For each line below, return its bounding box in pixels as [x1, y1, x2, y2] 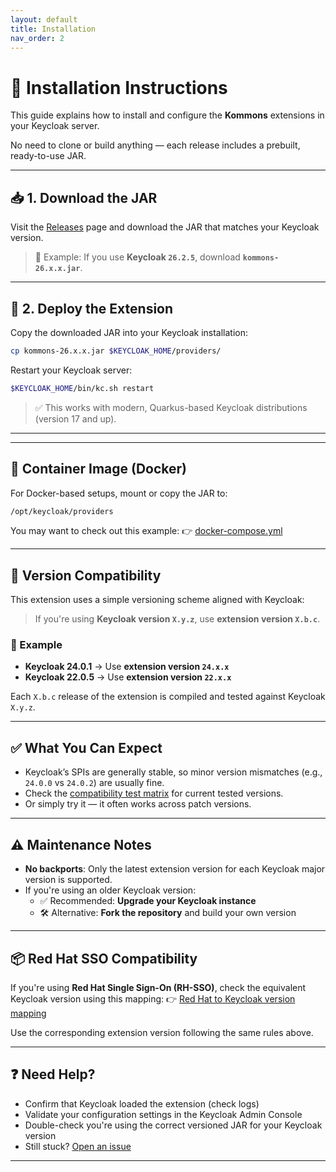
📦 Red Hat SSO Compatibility [10, 950, 198, 967]
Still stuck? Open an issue [24, 1140, 132, 1152]
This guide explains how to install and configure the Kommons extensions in [10, 109, 325, 121]
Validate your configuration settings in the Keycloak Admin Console [24, 1108, 303, 1120]
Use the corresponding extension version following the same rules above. [10, 1026, 314, 1038]
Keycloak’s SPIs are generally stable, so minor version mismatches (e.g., [24, 766, 323, 778]
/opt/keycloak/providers [10, 506, 114, 516]
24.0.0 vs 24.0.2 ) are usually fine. [24, 777, 165, 789]
